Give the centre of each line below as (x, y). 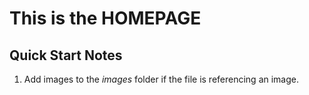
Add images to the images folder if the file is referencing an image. (161, 79)
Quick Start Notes (66, 55)
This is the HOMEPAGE (105, 18)
